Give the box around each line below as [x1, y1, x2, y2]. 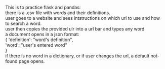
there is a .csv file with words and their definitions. [5, 10, 110, 16]
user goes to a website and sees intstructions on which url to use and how [5, 15, 160, 21]
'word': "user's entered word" [5, 42, 67, 48]
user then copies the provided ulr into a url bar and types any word [5, 26, 145, 32]
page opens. [18, 58, 45, 64]
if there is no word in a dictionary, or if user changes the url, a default [5, 53, 150, 59]
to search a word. [5, 20, 42, 26]
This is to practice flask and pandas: [5, 5, 81, 10]
